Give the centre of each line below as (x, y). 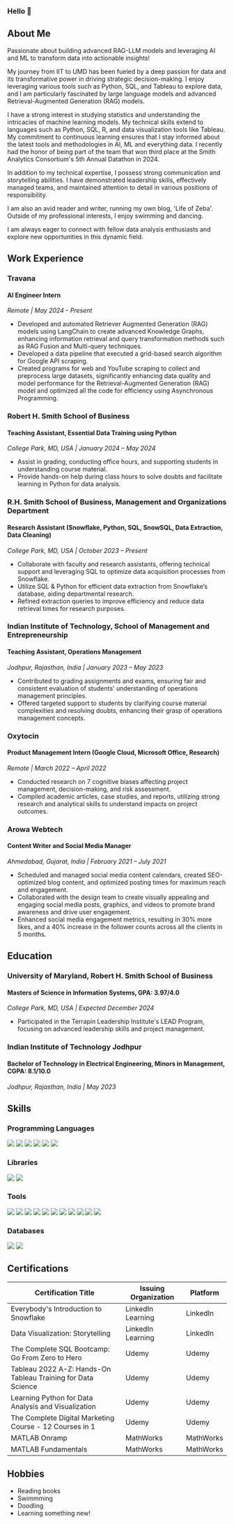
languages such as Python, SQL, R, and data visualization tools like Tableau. (116, 129)
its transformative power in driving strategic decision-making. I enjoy (106, 79)
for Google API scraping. (53, 361)
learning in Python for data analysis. (69, 484)
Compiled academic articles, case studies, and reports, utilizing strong (118, 796)
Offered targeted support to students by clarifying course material (112, 703)
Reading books (39, 1491)
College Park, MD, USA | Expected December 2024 (81, 1008)
